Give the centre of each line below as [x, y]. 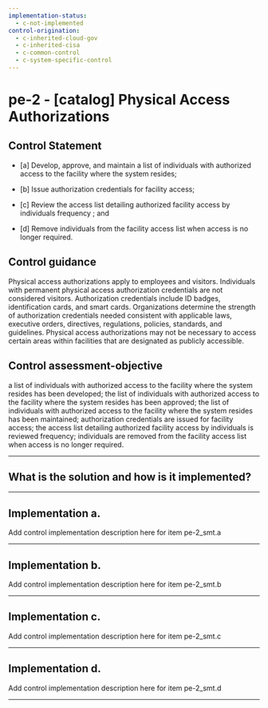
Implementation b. [55, 565]
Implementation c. [55, 617]
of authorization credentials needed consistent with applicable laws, [120, 315]
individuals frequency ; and [65, 213]
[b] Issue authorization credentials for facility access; [107, 189]
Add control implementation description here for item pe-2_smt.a [115, 532]
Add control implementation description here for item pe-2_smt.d [115, 688]
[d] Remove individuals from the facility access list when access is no [134, 228]
